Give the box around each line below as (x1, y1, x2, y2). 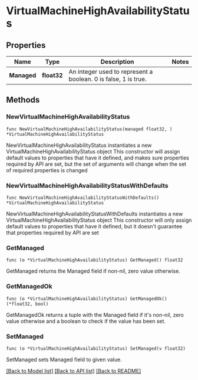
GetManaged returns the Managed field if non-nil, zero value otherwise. (6, 267, 181, 275)
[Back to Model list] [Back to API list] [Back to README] (6, 367, 141, 374)
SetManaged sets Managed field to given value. (6, 356, 122, 363)
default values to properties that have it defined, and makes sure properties (6, 154, 190, 161)
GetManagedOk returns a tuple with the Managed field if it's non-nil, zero (6, 311, 184, 318)
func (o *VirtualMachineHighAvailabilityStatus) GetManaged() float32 (6, 257, 183, 263)
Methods (6, 95, 40, 105)
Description (100, 58, 134, 65)
